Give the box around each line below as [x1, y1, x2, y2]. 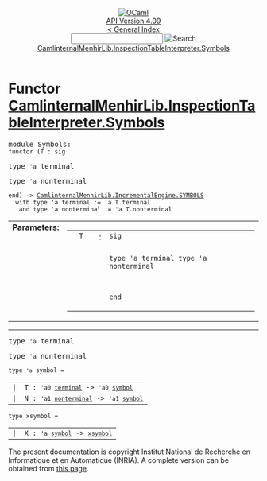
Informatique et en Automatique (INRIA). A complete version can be [8, 455, 229, 464]
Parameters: [12, 222, 60, 233]
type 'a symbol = [8, 366, 65, 374]
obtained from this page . [8, 464, 89, 473]
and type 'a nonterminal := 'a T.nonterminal [18, 205, 172, 213]
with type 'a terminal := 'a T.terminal [15, 198, 151, 206]
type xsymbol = [8, 412, 59, 420]
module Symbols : [8, 139, 72, 149]
